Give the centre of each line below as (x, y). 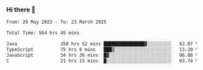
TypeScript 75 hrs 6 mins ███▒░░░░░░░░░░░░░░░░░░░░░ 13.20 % (102, 49)
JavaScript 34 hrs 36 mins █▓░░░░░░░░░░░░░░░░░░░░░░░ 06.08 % (102, 55)
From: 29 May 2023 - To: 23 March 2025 (56, 22)
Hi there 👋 (21, 10)
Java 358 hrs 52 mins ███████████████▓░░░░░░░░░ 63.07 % (102, 44)
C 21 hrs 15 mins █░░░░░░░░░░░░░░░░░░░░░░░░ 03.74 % (102, 61)
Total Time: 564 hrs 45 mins (43, 33)
